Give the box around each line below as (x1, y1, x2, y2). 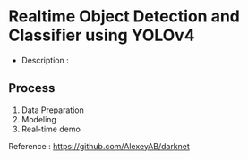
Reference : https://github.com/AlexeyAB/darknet (8, 140, 190, 151)
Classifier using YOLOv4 (8, 25, 195, 46)
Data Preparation (21, 105, 84, 115)
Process (8, 80, 56, 96)
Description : (21, 55, 69, 65)
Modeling (21, 114, 57, 124)
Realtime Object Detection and (8, 6, 241, 27)
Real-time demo (21, 123, 81, 134)
